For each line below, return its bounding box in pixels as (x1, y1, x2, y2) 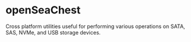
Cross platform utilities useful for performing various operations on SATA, (5, 23, 186, 30)
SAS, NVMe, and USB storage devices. (5, 29, 101, 36)
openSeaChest (5, 3, 81, 17)
